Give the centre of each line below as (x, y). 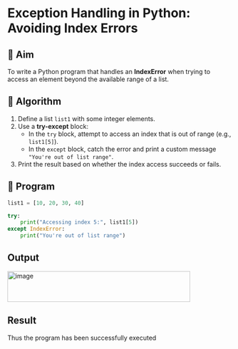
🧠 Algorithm (35, 101)
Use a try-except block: (53, 126)
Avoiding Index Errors (73, 28)
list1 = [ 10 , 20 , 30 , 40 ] (46, 203)
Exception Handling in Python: (99, 13)
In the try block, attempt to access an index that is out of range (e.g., (130, 134)
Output (23, 258)
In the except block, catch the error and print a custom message (122, 149)
